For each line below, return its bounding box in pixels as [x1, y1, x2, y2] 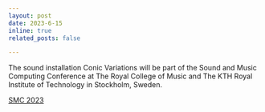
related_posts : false [8, 34, 81, 42]
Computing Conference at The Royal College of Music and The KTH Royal [8, 71, 253, 81]
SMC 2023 [8, 95, 44, 105]
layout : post [8, 11, 52, 20]
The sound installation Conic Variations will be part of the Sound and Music [8, 63, 257, 73]
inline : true [8, 26, 52, 34]
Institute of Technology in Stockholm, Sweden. [8, 80, 163, 90]
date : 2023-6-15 [8, 19, 63, 27]
